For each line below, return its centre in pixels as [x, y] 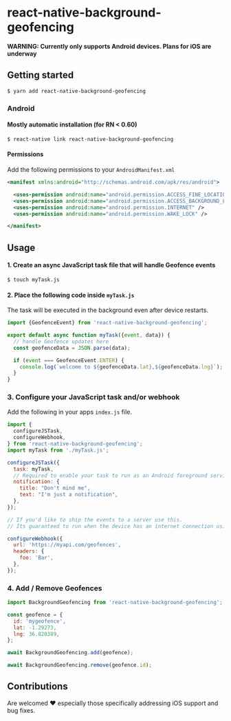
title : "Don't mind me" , [55, 488]
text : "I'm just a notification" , [69, 495]
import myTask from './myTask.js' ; [58, 450]
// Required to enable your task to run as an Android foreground [110, 476]
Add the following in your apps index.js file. [70, 412]
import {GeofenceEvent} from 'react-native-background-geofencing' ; [107, 323]
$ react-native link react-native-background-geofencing [90, 139]
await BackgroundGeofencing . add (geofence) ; [70, 653]
